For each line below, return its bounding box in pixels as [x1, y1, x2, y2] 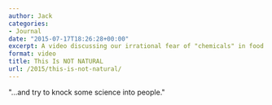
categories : [8, 20, 49, 28]
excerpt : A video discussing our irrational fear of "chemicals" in [8, 42, 246, 50]
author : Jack [8, 11, 53, 20]
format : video [8, 50, 57, 58]
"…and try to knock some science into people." [8, 87, 165, 97]
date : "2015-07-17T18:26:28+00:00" [8, 34, 129, 43]
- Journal [8, 27, 42, 35]
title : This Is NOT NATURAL [8, 58, 104, 66]
